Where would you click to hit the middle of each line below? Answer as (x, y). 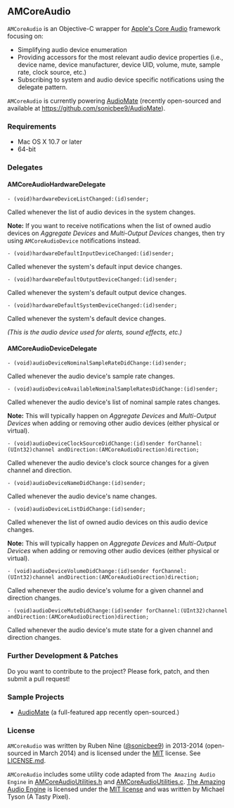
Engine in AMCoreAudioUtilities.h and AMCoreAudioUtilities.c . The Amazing (116, 782)
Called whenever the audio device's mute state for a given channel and (110, 630)
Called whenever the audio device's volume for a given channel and (105, 591)
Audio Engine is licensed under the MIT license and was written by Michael (116, 789)
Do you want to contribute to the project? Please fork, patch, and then (108, 671)
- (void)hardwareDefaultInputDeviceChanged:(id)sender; (91, 254)
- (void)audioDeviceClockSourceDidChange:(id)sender (86, 444)
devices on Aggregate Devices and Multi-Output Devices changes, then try (116, 233)
